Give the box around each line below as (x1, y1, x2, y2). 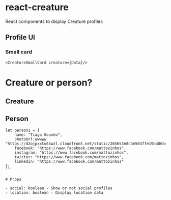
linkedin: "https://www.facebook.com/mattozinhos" (14, 159, 124, 164)
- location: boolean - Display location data (5, 190, 103, 195)
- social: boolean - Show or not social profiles (5, 186, 113, 191)
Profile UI (5, 33, 36, 42)
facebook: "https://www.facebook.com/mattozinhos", (14, 146, 126, 151)
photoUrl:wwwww (14, 137, 47, 142)
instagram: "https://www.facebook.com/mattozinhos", (14, 150, 129, 155)
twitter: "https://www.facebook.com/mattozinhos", (14, 155, 124, 160)
